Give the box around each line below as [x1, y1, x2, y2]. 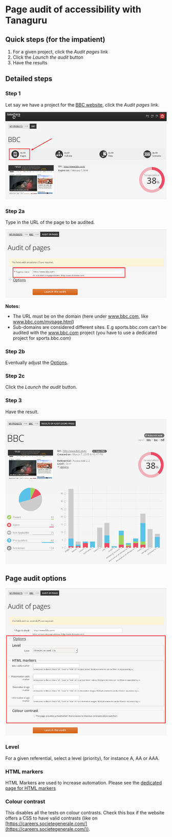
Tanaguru [5, 14, 48, 26]
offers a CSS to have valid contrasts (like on [5, 815, 98, 822]
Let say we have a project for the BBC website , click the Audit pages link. [5, 101, 160, 108]
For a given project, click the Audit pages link [12, 49, 109, 55]
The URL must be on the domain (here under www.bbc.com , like [12, 313, 148, 319]
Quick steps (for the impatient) [5, 35, 105, 44]
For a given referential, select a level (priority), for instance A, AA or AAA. [5, 755, 160, 761]
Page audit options [5, 574, 67, 583]
